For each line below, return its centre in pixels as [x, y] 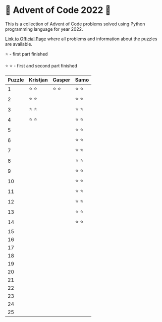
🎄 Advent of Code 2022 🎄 [58, 10]
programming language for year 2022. [44, 29]
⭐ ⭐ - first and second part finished [41, 65]
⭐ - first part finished [27, 54]
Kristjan [38, 80]
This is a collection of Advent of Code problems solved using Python [75, 24]
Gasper [61, 80]
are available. [19, 44]
